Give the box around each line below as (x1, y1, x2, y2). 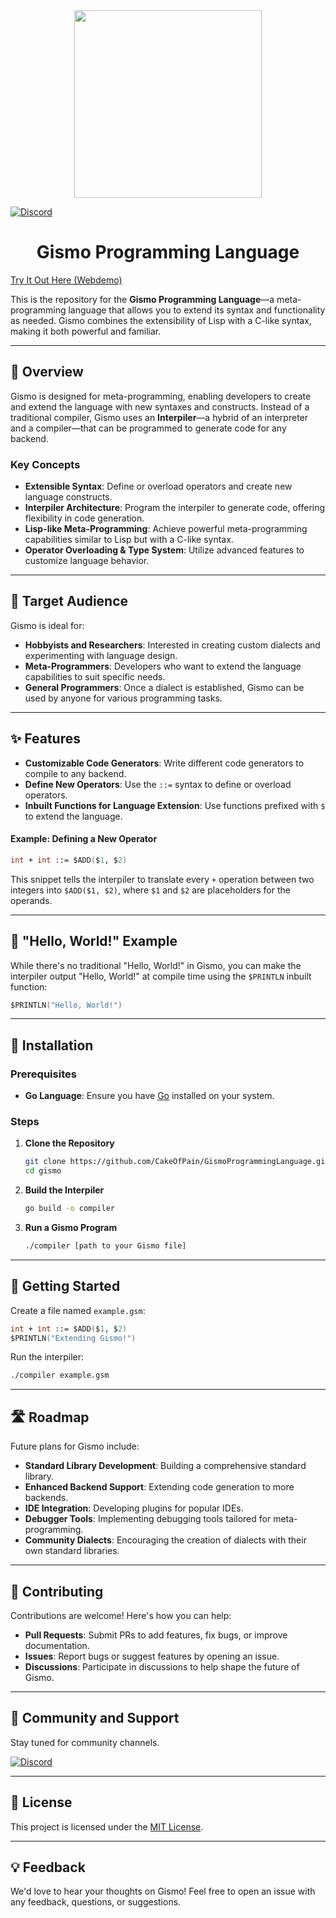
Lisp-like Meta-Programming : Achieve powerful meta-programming (24, 523, 308, 535)
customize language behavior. (24, 555, 150, 567)
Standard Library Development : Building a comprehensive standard (24, 1460, 307, 1472)
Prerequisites (10, 1067, 77, 1081)
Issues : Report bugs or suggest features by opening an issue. (24, 1650, 280, 1662)
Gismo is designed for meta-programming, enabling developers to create (10, 390, 312, 402)
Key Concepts (10, 457, 81, 471)
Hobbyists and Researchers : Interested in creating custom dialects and (24, 639, 321, 651)
